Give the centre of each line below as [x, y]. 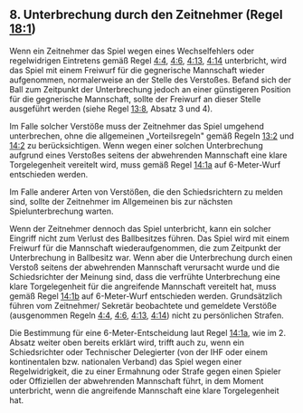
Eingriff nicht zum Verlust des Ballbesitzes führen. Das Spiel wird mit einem [149, 238]
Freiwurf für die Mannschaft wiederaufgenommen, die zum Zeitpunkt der [146, 247]
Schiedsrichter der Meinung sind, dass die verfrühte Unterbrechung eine [145, 276]
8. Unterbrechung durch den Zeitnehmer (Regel [146, 15]
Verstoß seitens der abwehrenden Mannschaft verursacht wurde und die [145, 267]
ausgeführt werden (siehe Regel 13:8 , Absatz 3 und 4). [111, 109]
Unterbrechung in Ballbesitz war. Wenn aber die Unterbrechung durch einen [151, 257]
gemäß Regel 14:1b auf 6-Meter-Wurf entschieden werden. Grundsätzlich [146, 296]
